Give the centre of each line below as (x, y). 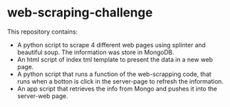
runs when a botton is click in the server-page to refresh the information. (120, 81)
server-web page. (42, 96)
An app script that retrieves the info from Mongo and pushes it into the (117, 88)
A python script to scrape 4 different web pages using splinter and (111, 45)
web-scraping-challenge (80, 13)
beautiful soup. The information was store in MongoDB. (95, 52)
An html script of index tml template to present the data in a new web (115, 59)
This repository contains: (42, 32)
